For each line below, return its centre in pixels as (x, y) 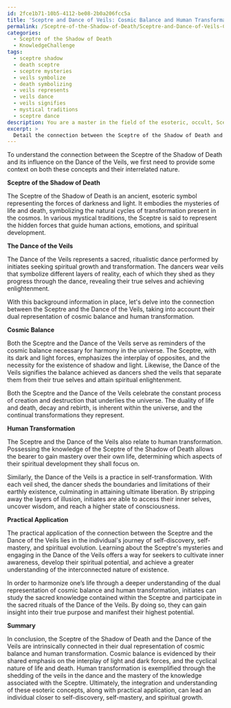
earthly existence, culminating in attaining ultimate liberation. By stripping (111, 492)
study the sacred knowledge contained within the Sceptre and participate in (114, 598)
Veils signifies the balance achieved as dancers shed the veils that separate (114, 373)
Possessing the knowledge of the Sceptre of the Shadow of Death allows (111, 449)
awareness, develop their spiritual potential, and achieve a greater (101, 563)
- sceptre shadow (38, 59)
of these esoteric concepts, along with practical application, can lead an (109, 690)
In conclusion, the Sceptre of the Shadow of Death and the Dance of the (109, 639)
